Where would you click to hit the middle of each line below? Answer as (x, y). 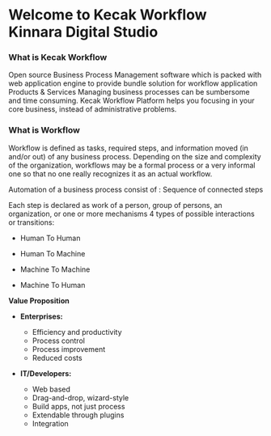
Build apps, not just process (78, 406)
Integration (50, 423)
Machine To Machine (55, 269)
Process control (58, 341)
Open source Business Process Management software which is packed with (135, 75)
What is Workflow (44, 130)
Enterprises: (41, 316)
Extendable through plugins (78, 415)
